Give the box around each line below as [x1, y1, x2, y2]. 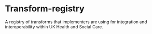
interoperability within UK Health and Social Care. [5, 24, 103, 29]
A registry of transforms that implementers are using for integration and [5, 19, 147, 25]
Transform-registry [5, 3, 84, 14]
